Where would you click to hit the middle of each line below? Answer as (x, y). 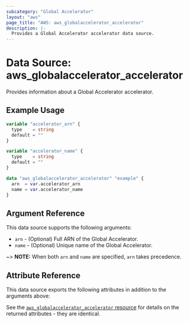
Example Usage (35, 110)
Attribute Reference (43, 275)
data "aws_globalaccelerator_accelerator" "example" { (75, 178)
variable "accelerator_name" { (45, 151)
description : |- (26, 28)
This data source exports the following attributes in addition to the (86, 290)
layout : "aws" (24, 17)
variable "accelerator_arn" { (43, 124)
